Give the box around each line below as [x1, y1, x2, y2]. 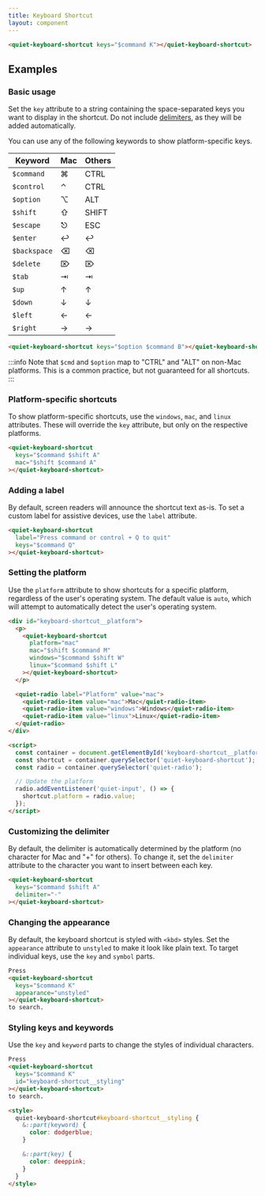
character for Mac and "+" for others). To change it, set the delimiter [8, 852, 234, 862]
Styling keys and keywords [8, 1022, 114, 1033]
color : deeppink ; [28, 1157, 87, 1165]
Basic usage [8, 86, 57, 97]
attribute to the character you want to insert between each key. [8, 861, 213, 870]
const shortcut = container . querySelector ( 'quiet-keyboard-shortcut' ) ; [15, 756, 256, 764]
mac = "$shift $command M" [28, 646, 111, 655]
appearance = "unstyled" [15, 989, 90, 997]
